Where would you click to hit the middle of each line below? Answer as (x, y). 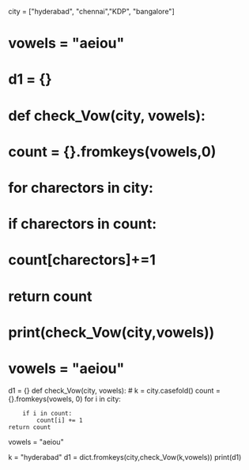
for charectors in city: (81, 188)
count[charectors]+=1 (82, 260)
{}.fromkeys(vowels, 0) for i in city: (64, 399)
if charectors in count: (83, 224)
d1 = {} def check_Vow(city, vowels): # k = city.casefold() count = (115, 390)
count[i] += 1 (60, 420)
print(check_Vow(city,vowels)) (111, 332)
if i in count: (47, 413)
